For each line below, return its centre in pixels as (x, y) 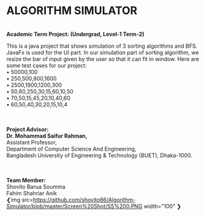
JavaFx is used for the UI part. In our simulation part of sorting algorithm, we (102, 52)
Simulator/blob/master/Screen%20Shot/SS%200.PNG (74, 206)
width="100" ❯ (162, 206)
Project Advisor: (28, 129)
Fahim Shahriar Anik (32, 193)
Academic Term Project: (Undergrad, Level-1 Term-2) (76, 34)
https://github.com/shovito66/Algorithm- (84, 199)
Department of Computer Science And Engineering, (71, 149)
